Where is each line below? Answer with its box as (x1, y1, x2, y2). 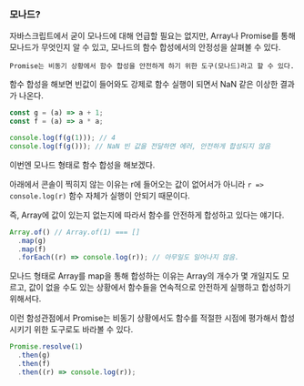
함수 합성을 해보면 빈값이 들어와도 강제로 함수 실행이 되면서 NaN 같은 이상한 (9, 79, 279, 90)
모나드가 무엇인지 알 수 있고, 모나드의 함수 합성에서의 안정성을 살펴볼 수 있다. (9, 42, 281, 53)
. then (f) (17, 360, 51, 369)
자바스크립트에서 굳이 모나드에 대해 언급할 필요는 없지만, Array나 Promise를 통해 (9, 30, 296, 42)
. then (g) (17, 350, 51, 361)
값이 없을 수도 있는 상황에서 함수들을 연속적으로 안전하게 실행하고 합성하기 (28, 282, 291, 293)
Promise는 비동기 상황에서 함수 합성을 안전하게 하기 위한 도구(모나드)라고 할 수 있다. (9, 62, 295, 71)
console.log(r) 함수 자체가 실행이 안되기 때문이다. (9, 189, 191, 201)
